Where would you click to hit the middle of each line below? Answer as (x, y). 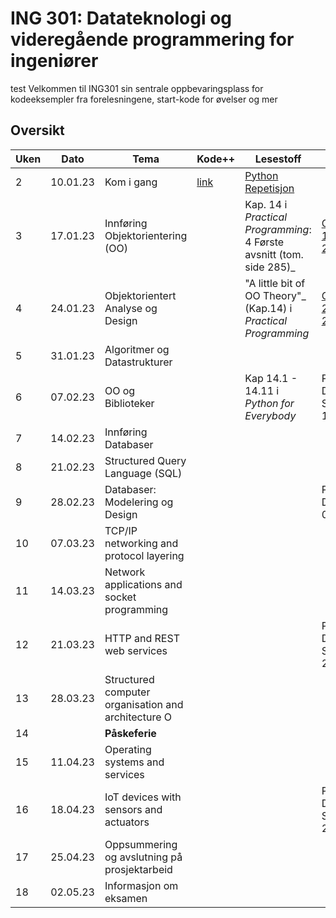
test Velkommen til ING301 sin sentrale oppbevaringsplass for (137, 88)
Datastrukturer (138, 362)
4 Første (264, 242)
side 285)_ (270, 267)
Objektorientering (146, 235)
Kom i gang (131, 182)
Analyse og (131, 308)
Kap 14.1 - (271, 378)
